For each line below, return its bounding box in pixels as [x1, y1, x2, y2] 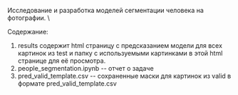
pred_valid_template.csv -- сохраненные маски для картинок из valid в [17, 71, 232, 80]
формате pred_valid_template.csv [17, 79, 118, 88]
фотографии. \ [7, 14, 50, 22]
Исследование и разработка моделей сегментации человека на [7, 6, 205, 14]
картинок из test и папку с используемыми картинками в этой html [17, 49, 223, 57]
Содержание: [7, 28, 48, 36]
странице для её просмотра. [17, 56, 106, 65]
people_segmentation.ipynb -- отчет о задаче [17, 64, 155, 72]
